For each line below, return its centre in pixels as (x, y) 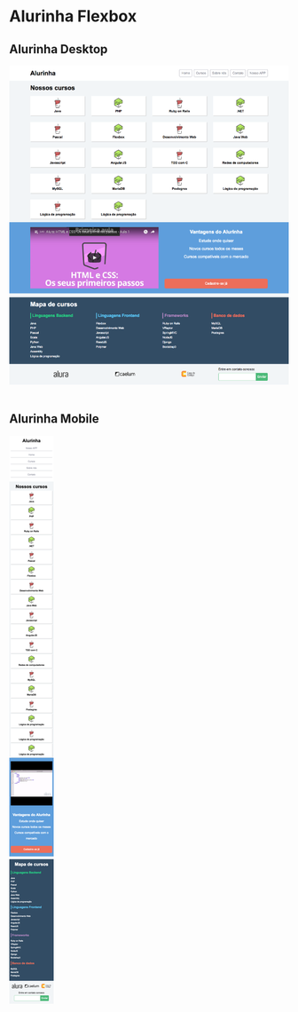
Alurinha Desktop (59, 49)
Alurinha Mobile (54, 419)
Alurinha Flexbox (73, 16)
